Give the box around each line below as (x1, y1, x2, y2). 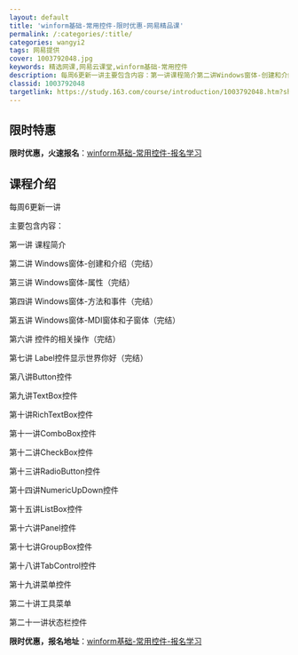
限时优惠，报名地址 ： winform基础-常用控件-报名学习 (9, 636, 202, 647)
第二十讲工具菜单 (9, 598, 72, 609)
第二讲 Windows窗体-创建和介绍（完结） (9, 259, 158, 269)
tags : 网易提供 (9, 46, 60, 55)
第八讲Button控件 (9, 371, 73, 382)
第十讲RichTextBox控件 (9, 410, 93, 420)
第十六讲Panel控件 (9, 523, 77, 533)
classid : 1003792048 (9, 79, 86, 88)
